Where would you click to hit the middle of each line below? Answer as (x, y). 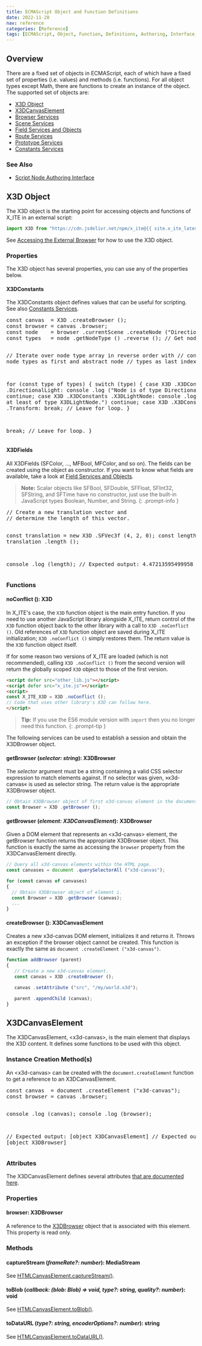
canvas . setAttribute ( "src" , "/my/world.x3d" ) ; (76, 987)
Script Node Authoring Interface (55, 178)
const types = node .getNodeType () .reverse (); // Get (95, 338)
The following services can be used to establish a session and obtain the (96, 738)
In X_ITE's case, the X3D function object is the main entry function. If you (96, 612)
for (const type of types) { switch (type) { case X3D (89, 384)
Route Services (34, 136)
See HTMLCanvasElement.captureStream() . (60, 1276)
